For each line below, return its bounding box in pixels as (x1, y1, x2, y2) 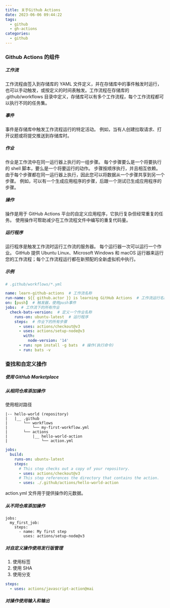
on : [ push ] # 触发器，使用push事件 (5, 300, 77, 305)
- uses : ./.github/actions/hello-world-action (18, 481, 119, 486)
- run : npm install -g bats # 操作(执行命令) (18, 343, 114, 348)
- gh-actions (10, 26, 37, 31)
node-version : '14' (27, 338, 69, 343)
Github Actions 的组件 (5, 53, 60, 60)
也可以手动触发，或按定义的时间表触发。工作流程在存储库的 (5, 87, 130, 93)
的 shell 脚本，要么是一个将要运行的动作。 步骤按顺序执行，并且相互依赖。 (5, 165, 161, 171)
